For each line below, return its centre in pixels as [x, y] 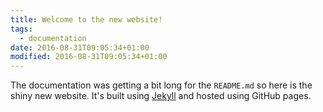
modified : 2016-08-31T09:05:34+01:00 [89, 57]
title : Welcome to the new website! [86, 19]
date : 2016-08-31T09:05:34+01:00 [80, 47]
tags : [21, 29]
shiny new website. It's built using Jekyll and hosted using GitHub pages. [161, 96]
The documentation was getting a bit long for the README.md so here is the [161, 85]
